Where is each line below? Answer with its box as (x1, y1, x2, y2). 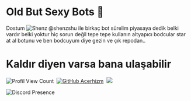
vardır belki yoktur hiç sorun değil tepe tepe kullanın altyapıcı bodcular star (6, 30, 186, 37)
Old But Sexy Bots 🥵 (6, 5, 104, 19)
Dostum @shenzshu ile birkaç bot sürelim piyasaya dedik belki (6, 25, 179, 32)
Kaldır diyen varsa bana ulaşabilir (6, 58, 171, 71)
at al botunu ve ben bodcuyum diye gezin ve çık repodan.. (6, 37, 146, 44)
